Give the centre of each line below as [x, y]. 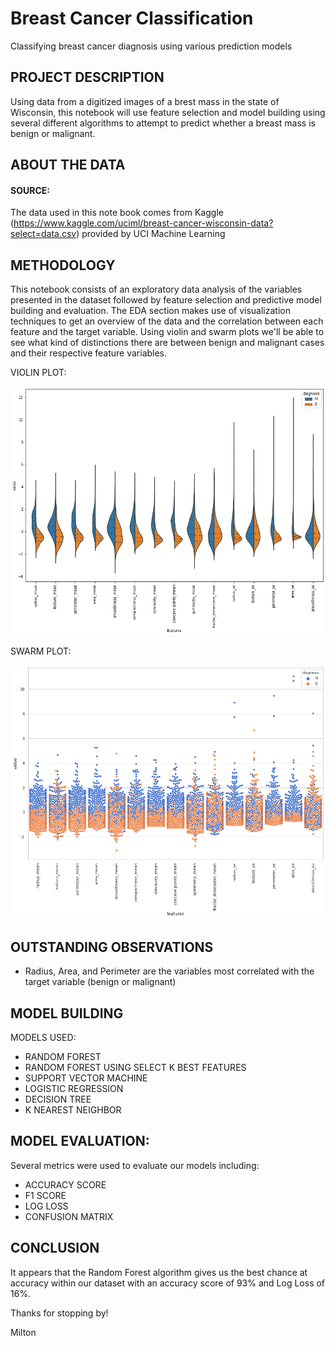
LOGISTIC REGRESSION [74, 1088]
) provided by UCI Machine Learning [151, 234]
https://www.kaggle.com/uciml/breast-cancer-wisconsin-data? [143, 223]
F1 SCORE [45, 1195]
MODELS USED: [43, 1037]
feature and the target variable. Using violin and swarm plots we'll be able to [167, 332]
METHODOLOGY [63, 265]
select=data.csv [43, 234]
